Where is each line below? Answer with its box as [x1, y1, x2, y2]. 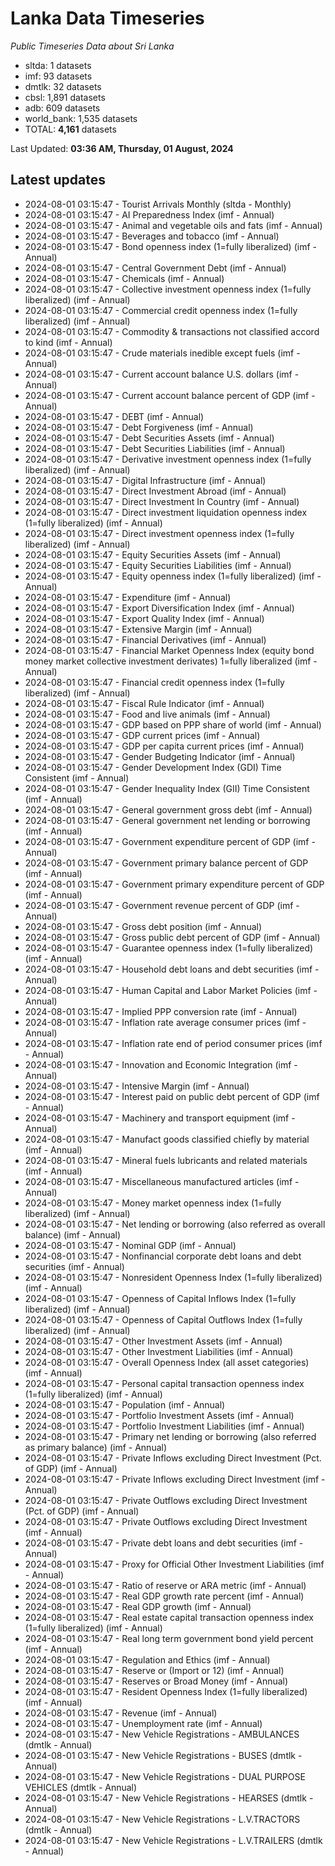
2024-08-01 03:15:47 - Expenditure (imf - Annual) [24, 591, 232, 603]
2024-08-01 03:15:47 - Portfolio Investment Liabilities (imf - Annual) [24, 1420, 305, 1432]
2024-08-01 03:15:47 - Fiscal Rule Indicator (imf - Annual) [24, 697, 265, 709]
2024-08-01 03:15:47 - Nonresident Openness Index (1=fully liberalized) [24, 1271, 323, 1283]
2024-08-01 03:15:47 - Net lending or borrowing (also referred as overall [24, 1218, 326, 1230]
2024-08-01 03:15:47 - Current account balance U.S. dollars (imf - [24, 368, 300, 380]
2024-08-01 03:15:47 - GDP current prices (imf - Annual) [24, 729, 261, 741]
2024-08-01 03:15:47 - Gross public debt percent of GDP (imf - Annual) [24, 931, 321, 943]
